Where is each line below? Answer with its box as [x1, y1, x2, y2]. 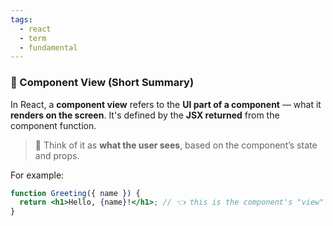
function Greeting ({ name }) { [10, 188, 141, 198]
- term [19, 33, 47, 43]
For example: [10, 169, 65, 181]
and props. [34, 149, 80, 161]
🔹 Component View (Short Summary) [10, 76, 195, 90]
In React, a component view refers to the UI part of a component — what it [10, 98, 322, 110]
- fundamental [19, 42, 78, 53]
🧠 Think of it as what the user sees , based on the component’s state [34, 139, 318, 151]
